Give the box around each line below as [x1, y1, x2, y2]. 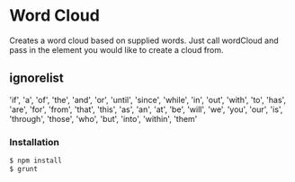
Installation [9, 135, 60, 148]
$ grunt [9, 164, 39, 173]
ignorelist [9, 71, 65, 86]
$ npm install [9, 156, 63, 166]
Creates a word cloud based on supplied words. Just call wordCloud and [9, 35, 279, 46]
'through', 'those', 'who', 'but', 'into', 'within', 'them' [9, 113, 198, 124]
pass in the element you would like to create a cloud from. [9, 44, 224, 55]
